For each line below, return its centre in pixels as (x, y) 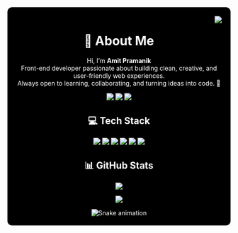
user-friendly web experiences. (119, 75)
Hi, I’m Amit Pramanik (119, 60)
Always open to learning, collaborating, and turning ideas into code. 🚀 (119, 83)
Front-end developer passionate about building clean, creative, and (119, 68)
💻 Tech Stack (119, 121)
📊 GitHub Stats (119, 166)
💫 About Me (119, 41)
